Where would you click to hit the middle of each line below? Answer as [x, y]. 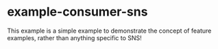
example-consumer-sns [77, 12]
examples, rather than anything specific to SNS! [74, 37]
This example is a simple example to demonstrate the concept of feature [109, 31]
